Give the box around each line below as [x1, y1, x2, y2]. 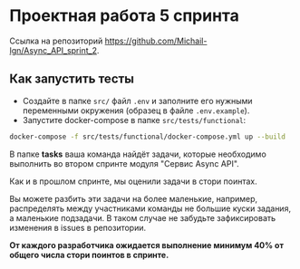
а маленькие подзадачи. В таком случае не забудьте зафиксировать [9, 212, 276, 223]
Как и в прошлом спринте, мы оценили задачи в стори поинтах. [9, 176, 258, 187]
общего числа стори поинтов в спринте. [9, 249, 169, 260]
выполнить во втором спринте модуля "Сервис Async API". [9, 158, 240, 168]
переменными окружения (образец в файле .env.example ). [22, 105, 250, 116]
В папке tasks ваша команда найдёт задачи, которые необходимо [9, 149, 267, 159]
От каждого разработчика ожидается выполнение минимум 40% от [9, 239, 284, 250]
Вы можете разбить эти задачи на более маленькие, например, [9, 193, 258, 204]
